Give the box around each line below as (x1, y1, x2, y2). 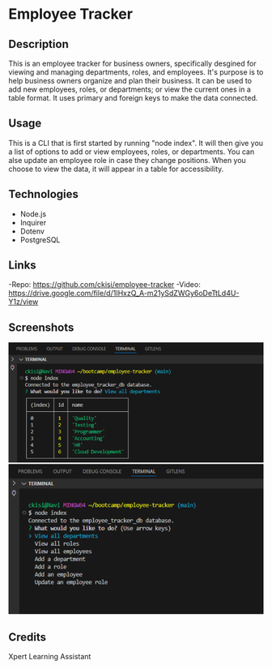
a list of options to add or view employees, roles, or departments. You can (8, 147, 255, 157)
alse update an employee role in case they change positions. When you (8, 155, 247, 165)
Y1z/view (8, 297, 39, 307)
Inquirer (19, 217, 47, 227)
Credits (8, 630, 47, 644)
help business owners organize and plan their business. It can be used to (8, 76, 253, 85)
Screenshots (8, 320, 74, 334)
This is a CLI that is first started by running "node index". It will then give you (8, 138, 264, 148)
